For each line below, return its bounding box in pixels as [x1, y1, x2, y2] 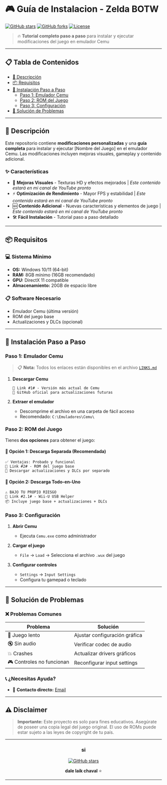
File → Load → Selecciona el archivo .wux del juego [19, 552, 125, 558]
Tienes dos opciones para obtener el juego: [5, 437, 95, 443]
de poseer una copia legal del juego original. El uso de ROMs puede [17, 724, 157, 730]
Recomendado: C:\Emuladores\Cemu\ [19, 413, 95, 420]
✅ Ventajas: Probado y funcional [5, 460, 76, 465]
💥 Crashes [7, 650, 33, 657]
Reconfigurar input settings [74, 659, 138, 666]
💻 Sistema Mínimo [5, 254, 52, 261]
